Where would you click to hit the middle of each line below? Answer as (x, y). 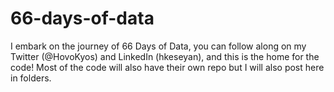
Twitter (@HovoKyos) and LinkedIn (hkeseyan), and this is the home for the (165, 56)
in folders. (31, 78)
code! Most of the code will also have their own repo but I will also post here (167, 67)
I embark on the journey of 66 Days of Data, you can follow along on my (158, 46)
